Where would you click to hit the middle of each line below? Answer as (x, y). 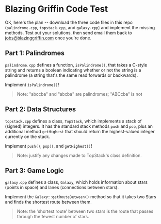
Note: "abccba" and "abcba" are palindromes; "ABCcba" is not (79, 94)
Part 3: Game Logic (34, 170)
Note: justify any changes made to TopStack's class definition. (79, 155)
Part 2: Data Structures (40, 110)
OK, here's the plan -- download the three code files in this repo (69, 22)
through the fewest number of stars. (53, 217)
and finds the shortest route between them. (48, 202)
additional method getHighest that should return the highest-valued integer (80, 131)
